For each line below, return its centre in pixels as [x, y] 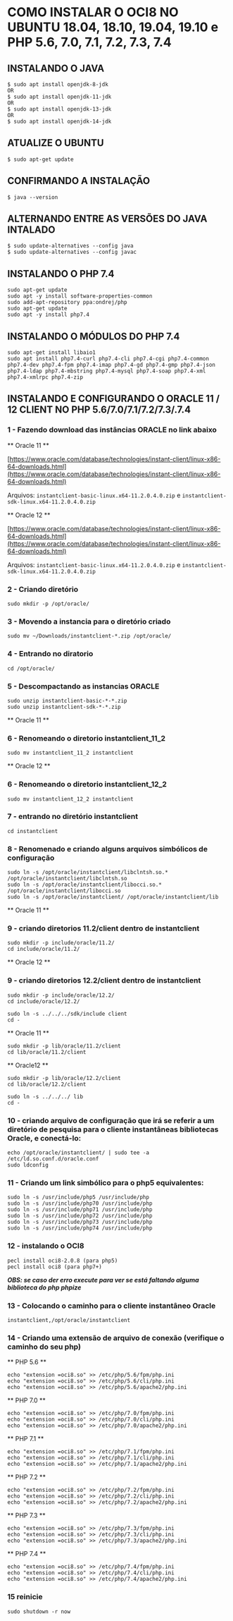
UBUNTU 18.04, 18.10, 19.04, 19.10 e [113, 27]
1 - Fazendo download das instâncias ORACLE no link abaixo [112, 430]
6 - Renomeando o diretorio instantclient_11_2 [87, 738]
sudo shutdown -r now [39, 1611]
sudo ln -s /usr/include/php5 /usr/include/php [78, 1197]
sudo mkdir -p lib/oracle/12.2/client [64, 1078]
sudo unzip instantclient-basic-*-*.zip [68, 700]
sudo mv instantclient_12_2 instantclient [70, 799]
